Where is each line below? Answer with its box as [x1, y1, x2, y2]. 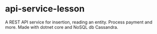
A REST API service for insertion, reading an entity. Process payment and [5, 19, 153, 25]
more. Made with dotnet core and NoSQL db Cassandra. [5, 24, 118, 30]
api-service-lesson [5, 3, 85, 14]
